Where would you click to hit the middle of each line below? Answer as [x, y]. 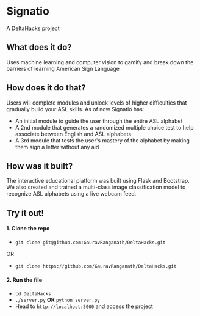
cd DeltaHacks [33, 294]
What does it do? [39, 47]
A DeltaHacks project [33, 28]
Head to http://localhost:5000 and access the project [84, 306]
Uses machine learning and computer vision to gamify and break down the [100, 62]
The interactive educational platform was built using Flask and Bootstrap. [98, 181]
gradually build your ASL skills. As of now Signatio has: [75, 109]
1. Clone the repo [28, 229]
